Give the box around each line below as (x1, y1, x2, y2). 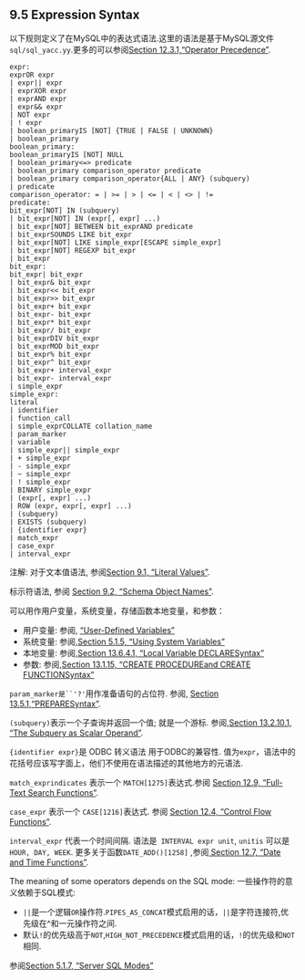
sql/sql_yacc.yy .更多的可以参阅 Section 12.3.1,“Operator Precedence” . (9, 44, 271, 55)
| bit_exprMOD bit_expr (9, 341, 100, 350)
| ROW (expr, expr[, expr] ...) (9, 501, 132, 510)
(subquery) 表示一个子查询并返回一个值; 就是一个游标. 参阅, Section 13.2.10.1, (9, 716, 292, 728)
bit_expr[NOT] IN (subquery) (9, 205, 120, 215)
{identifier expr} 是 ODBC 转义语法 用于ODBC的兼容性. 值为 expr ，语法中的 (9, 745, 296, 756)
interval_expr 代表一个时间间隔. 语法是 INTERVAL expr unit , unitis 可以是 (9, 835, 290, 846)
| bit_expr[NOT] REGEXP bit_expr (9, 245, 137, 255)
